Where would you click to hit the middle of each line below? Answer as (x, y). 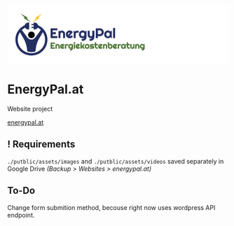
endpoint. (21, 215)
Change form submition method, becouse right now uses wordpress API (111, 207)
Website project (30, 108)
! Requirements (41, 144)
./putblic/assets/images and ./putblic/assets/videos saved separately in (116, 161)
